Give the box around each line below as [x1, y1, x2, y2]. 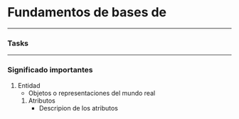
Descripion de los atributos [38, 103, 119, 112]
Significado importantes [7, 65, 93, 75]
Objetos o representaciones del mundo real [28, 89, 156, 97]
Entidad [17, 81, 41, 89]
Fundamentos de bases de [7, 4, 167, 21]
